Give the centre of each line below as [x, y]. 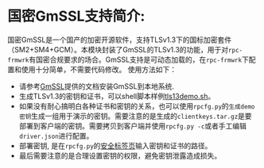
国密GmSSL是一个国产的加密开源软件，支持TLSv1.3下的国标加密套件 [120, 40]
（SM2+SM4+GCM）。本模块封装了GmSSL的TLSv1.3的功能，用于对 [118, 49]
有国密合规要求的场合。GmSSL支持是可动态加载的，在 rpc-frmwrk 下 [139, 59]
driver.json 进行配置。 [56, 136]
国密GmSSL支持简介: [76, 16]
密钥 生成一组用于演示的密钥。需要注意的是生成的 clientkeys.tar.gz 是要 [135, 116]
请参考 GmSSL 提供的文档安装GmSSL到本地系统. [97, 86]
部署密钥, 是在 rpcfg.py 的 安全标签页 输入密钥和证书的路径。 [115, 145]
